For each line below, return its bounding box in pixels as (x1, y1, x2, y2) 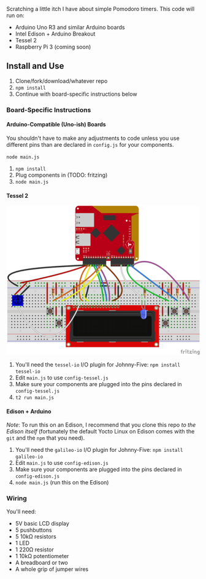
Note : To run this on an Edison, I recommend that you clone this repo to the (6, 421, 196, 429)
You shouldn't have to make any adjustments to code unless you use (6, 134, 180, 142)
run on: (6, 12, 25, 19)
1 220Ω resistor (15, 546, 54, 553)
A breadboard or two (15, 559, 69, 567)
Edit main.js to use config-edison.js (15, 459, 109, 467)
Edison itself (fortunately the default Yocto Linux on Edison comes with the (6, 428, 195, 435)
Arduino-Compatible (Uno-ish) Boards (6, 121, 106, 128)
